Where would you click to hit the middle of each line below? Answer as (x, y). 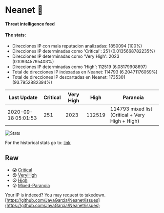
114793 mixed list (131, 109)
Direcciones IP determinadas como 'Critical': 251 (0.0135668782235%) (83, 51)
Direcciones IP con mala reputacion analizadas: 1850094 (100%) (77, 46)
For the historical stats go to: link (38, 142)
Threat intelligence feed (30, 24)
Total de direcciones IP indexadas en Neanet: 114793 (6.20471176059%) (85, 72)
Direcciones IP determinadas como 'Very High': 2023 (66, 56)
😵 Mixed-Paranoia (31, 185)
